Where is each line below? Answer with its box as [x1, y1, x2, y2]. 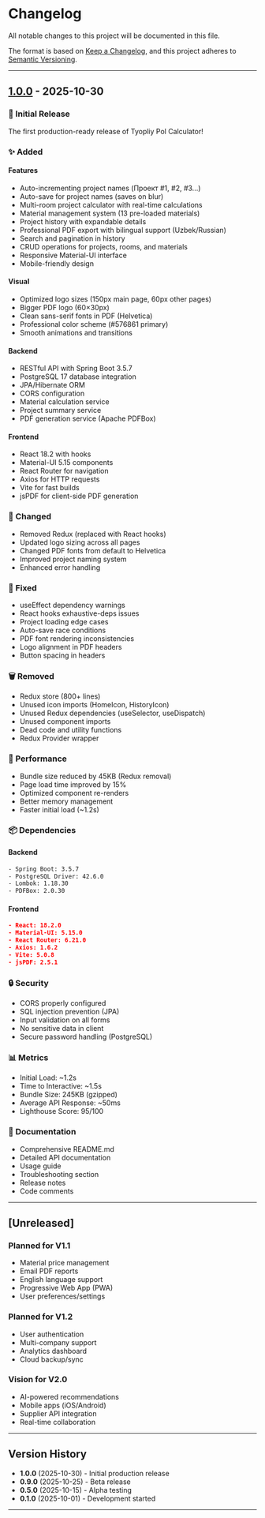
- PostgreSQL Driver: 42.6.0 [8, 872, 104, 880]
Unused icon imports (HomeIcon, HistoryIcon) [19, 700, 170, 710]
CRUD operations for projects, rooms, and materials [19, 242, 188, 251]
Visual [8, 277, 30, 287]
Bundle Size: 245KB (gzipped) [19, 1090, 118, 1100]
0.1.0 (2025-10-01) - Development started [19, 1494, 156, 1503]
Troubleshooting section [19, 1169, 99, 1179]
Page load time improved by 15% [19, 779, 127, 789]
